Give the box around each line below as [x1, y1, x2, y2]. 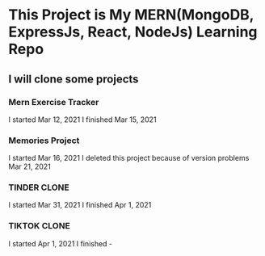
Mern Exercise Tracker [8, 96, 99, 107]
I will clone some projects [8, 72, 139, 86]
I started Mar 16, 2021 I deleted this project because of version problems [8, 153, 250, 163]
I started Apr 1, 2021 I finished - [8, 238, 113, 248]
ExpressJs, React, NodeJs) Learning [8, 23, 258, 41]
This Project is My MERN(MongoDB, [8, 6, 254, 24]
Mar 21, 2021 [8, 162, 51, 171]
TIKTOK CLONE [8, 220, 70, 232]
